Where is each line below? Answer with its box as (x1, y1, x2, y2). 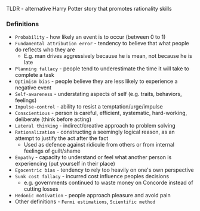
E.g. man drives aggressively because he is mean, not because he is (23, 52, 192, 60)
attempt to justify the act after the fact (14, 135, 109, 142)
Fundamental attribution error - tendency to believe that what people (14, 40, 189, 47)
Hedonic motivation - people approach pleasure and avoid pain (14, 192, 171, 199)
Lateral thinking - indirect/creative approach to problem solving (14, 122, 176, 129)
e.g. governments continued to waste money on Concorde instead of (23, 179, 193, 187)
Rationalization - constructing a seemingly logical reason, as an (14, 128, 175, 136)
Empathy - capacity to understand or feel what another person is (14, 154, 172, 161)
